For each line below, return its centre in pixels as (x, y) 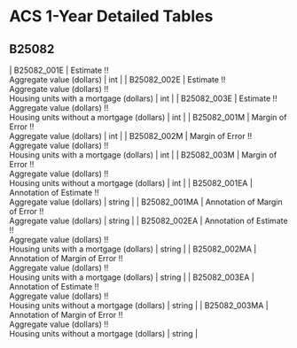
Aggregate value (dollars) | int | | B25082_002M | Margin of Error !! (131, 136)
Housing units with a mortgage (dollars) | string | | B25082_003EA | (132, 277)
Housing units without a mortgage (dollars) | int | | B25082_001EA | (131, 183)
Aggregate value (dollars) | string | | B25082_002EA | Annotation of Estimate (148, 220)
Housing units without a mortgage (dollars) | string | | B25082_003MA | (139, 305)
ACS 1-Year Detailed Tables (111, 16)
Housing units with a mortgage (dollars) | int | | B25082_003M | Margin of (143, 155)
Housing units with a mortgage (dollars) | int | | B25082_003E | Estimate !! (143, 98)
